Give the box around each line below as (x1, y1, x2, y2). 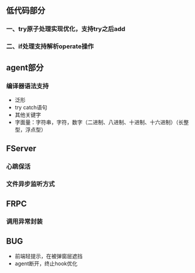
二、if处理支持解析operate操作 (6, 42, 94, 50)
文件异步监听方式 (6, 180, 55, 188)
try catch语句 (14, 103, 47, 111)
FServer (6, 144, 37, 154)
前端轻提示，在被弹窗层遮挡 (14, 253, 83, 260)
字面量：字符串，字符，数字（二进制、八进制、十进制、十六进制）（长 (14, 118, 184, 126)
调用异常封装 (6, 217, 43, 226)
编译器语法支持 (6, 82, 49, 90)
